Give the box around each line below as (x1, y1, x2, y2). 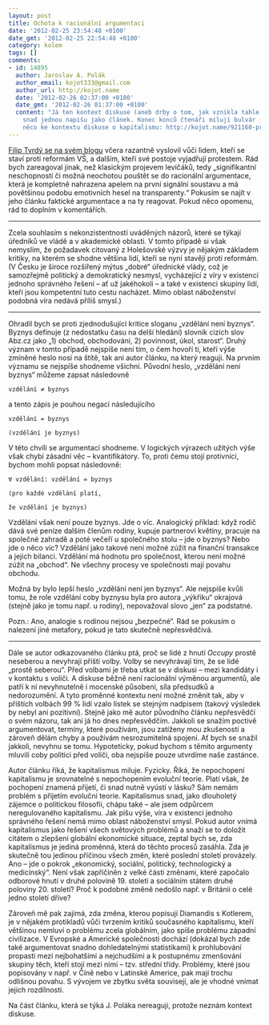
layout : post (8, 11, 52, 20)
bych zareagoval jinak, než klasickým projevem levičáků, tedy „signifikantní (8, 162, 256, 172)
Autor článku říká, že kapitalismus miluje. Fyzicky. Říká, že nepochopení (8, 765, 245, 775)
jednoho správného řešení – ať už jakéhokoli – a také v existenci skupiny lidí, (8, 278, 259, 288)
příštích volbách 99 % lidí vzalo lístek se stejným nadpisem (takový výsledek (8, 699, 261, 708)
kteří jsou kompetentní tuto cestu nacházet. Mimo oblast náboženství (8, 287, 236, 297)
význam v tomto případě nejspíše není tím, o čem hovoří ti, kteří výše (8, 344, 236, 354)
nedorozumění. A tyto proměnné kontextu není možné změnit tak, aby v (8, 690, 245, 700)
